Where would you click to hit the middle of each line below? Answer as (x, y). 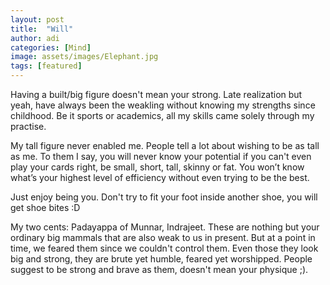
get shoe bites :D (45, 207)
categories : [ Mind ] (51, 47)
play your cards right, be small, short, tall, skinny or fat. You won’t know (157, 167)
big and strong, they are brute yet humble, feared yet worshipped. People (161, 259)
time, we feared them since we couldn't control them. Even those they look (164, 248)
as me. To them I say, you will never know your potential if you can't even (161, 156)
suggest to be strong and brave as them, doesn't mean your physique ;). (159, 269)
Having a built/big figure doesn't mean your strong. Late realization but (156, 94)
